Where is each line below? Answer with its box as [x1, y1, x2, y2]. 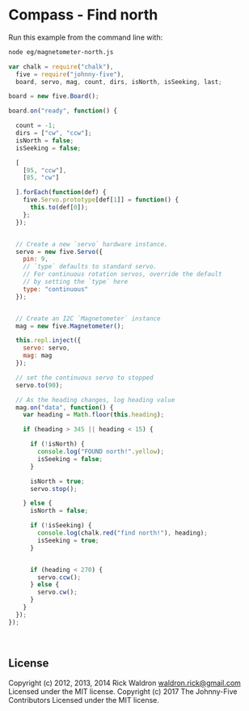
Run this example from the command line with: [8, 32, 163, 42]
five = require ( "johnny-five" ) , [15, 70, 125, 78]
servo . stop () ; [29, 485, 78, 493]
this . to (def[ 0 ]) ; [29, 204, 89, 212]
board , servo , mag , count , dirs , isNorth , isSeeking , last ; [15, 78, 222, 86]
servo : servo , [23, 344, 70, 353]
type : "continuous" [23, 285, 89, 293]
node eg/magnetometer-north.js [8, 48, 114, 56]
